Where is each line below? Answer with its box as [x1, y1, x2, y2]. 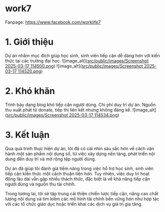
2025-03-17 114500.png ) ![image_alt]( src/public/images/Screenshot [5, 63, 143, 69]
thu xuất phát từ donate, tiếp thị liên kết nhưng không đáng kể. [5, 106, 132, 113]
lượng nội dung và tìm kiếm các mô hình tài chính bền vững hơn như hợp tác [5, 196, 160, 202]
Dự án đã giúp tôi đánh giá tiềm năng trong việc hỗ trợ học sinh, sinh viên [5, 165, 154, 171]
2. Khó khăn [5, 85, 55, 97]
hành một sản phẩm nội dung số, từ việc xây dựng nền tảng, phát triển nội [5, 151, 155, 157]
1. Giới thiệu [5, 36, 54, 48]
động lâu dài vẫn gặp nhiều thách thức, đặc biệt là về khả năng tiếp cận [5, 176, 150, 182]
